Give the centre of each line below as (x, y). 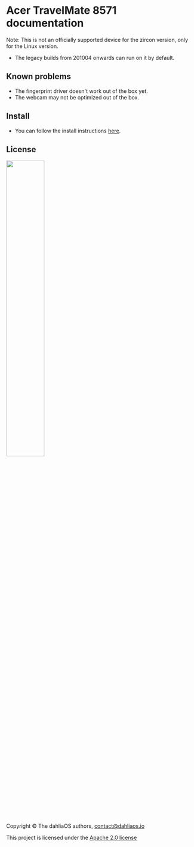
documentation (45, 23)
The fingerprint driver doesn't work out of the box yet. (81, 91)
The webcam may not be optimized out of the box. (77, 97)
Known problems (39, 76)
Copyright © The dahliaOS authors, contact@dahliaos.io (76, 826)
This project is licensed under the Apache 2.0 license (72, 838)
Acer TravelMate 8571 (61, 10)
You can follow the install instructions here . (68, 131)
